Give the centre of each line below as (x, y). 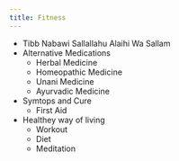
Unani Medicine (65, 81)
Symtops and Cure (57, 101)
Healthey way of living (63, 120)
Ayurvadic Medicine (73, 91)
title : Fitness (38, 18)
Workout (52, 129)
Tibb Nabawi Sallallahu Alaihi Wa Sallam (96, 43)
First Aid (51, 110)
